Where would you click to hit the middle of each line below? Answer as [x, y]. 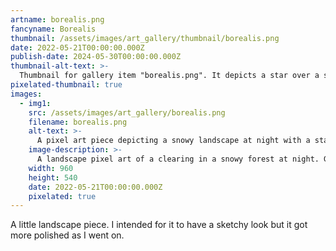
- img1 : [35, 103]
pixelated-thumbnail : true [66, 85]
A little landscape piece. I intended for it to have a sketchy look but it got [159, 225]
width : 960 [51, 168]
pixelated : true [62, 196]
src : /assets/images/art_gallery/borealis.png [127, 112]
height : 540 [53, 177]
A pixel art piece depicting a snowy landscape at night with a [173, 141]
